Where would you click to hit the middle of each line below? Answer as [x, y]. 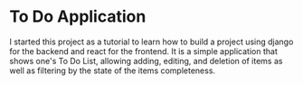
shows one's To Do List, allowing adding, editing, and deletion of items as [146, 61]
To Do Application [78, 17]
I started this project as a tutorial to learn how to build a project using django [151, 42]
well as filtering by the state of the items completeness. [112, 71]
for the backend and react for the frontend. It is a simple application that [143, 51]
